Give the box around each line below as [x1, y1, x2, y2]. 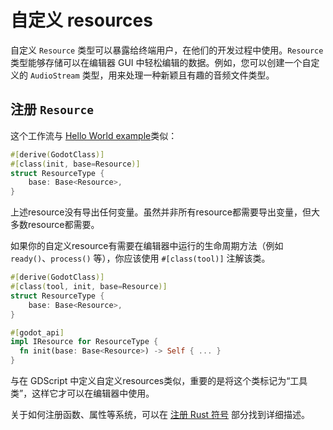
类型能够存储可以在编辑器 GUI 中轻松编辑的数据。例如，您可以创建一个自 [10, 56, 312, 68]
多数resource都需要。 [10, 219, 100, 231]
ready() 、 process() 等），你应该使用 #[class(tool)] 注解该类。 [10, 252, 271, 265]
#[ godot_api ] [10, 327, 65, 338]
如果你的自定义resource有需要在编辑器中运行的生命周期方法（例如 [10, 240, 284, 252]
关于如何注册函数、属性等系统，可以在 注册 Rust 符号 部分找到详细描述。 [10, 409, 311, 420]
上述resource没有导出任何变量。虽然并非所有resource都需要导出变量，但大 [10, 206, 320, 218]
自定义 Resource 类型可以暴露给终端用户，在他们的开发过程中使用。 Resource [10, 44, 324, 56]
